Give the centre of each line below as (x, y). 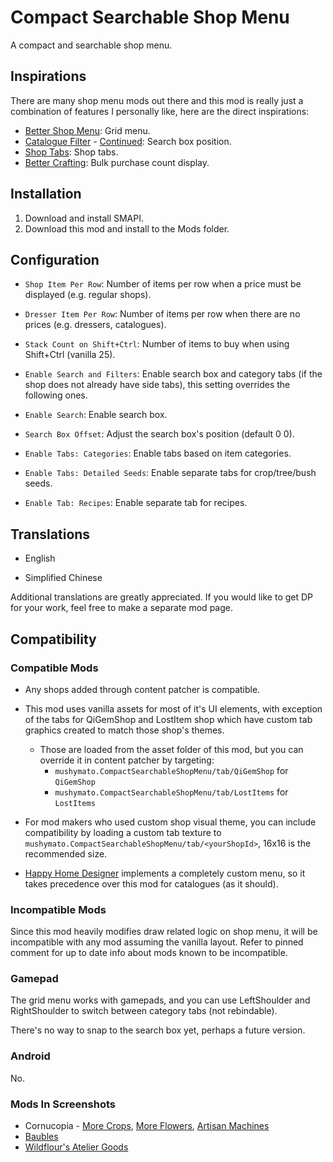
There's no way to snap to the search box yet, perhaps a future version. (158, 1030)
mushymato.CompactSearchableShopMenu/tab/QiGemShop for (171, 770)
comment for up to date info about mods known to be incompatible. (149, 953)
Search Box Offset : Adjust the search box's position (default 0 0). (159, 434)
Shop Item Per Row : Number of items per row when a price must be (163, 284)
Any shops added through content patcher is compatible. (142, 689)
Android (30, 1056)
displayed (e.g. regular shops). (88, 295)
